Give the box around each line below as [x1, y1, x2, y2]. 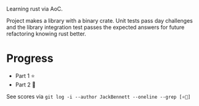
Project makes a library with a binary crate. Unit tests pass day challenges [6, 17, 193, 24]
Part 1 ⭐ [15, 72, 36, 79]
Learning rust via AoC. [6, 6, 63, 12]
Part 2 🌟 [15, 81, 36, 88]
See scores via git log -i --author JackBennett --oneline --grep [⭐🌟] [6, 93, 191, 100]
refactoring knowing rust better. [6, 30, 86, 37]
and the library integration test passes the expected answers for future [6, 24, 185, 31]
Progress [6, 51, 54, 66]
